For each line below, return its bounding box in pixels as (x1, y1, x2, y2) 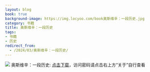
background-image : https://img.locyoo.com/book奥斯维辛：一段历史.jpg (5, 16, 145, 21)
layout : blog (5, 7, 32, 12)
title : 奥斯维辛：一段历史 (5, 25, 54, 30)
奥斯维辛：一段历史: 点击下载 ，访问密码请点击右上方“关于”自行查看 (11, 62, 146, 68)
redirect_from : (5, 43, 36, 48)
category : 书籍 (5, 20, 35, 26)
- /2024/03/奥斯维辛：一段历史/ (9, 48, 69, 53)
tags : (5, 30, 16, 35)
